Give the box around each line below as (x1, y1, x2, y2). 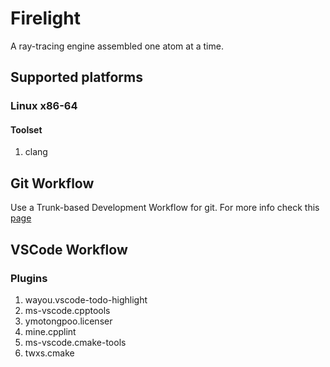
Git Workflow (10, 175, 95, 192)
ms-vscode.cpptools (24, 304, 111, 316)
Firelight (10, 7, 81, 30)
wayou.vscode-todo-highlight (24, 293, 148, 306)
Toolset (10, 123, 43, 136)
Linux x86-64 (10, 99, 78, 113)
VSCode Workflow (10, 241, 128, 258)
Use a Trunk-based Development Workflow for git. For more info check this (10, 202, 320, 214)
